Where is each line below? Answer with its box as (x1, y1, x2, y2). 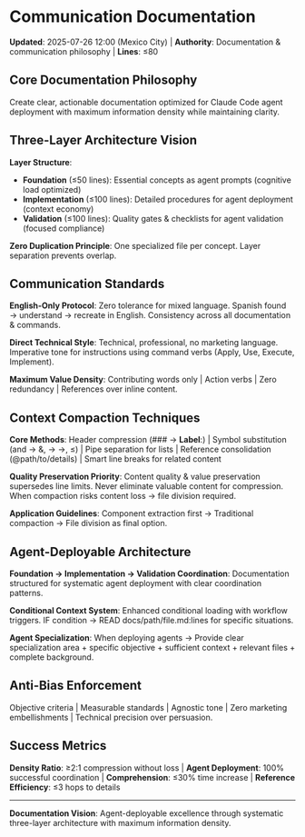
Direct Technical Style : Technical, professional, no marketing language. (9, 337, 279, 348)
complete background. (9, 652, 94, 663)
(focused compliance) (22, 223, 105, 234)
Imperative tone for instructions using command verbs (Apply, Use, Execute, (9, 347, 295, 358)
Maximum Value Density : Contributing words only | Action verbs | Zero (9, 374, 277, 385)
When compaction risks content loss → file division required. (9, 491, 237, 502)
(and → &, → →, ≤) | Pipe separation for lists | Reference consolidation (9, 443, 272, 455)
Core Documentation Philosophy (9, 73, 198, 88)
